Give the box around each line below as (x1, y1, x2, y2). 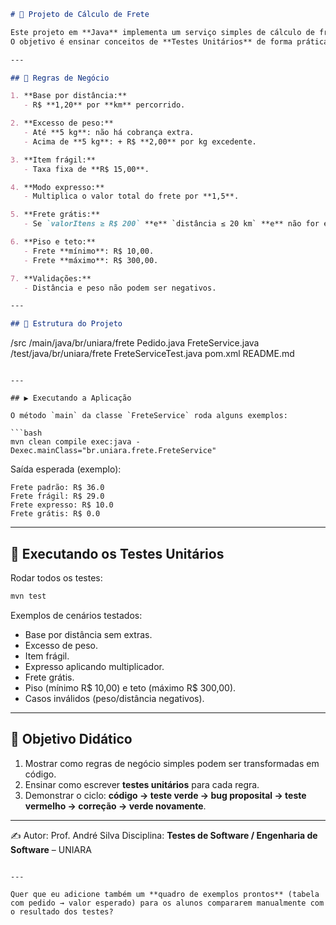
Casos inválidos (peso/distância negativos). (24, 692, 205, 704)
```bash (10, 428, 43, 439)
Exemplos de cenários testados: (10, 609, 143, 621)
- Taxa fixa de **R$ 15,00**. (23, 164, 150, 174)
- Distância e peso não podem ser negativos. (23, 283, 217, 293)
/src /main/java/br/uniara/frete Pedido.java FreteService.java (10, 337, 260, 349)
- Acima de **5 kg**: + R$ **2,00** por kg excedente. (23, 136, 257, 147)
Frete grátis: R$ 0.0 (10, 509, 101, 519)
